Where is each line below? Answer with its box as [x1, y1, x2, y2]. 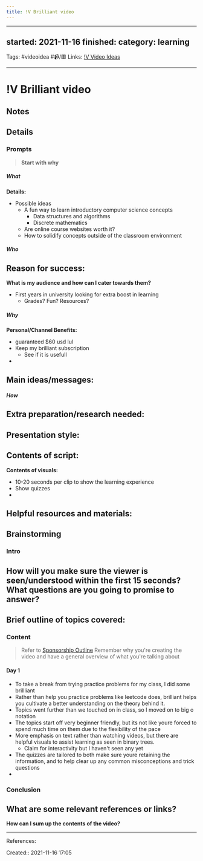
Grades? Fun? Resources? [24, 297, 89, 305]
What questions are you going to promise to [6, 585, 175, 595]
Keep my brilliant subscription [14, 345, 89, 352]
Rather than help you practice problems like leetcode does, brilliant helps [14, 693, 197, 700]
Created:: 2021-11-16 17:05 [6, 849, 72, 856]
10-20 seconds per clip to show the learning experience [14, 478, 154, 486]
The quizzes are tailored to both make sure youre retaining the [14, 751, 170, 758]
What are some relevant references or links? [6, 804, 177, 814]
